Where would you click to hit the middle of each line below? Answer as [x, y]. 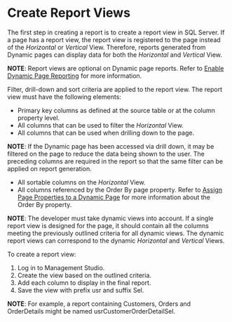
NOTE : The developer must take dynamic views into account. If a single [110, 218]
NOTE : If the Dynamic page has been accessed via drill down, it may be [111, 146]
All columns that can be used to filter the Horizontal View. [100, 125]
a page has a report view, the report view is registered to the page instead [114, 39]
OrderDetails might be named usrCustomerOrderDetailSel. [91, 311]
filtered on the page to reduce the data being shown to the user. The [106, 154]
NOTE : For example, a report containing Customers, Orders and [99, 304]
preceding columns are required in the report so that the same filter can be [115, 161]
